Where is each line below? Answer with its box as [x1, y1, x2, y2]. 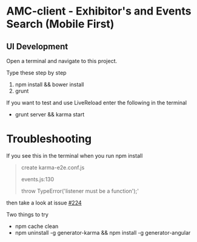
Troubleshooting [6, 132, 92, 146]
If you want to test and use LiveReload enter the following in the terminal [6, 99, 187, 106]
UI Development [6, 41, 68, 52]
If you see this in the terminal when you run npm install [6, 152, 143, 159]
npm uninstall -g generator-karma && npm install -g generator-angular [15, 229, 191, 236]
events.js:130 [21, 175, 55, 183]
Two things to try [6, 210, 48, 218]
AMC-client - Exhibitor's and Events [6, 4, 192, 18]
